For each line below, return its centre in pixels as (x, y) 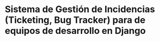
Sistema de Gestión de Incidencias (80, 9)
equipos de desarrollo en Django (75, 31)
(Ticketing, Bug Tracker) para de (75, 20)
